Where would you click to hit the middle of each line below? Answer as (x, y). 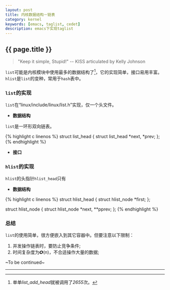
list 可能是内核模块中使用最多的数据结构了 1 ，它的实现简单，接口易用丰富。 (84, 71)
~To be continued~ (25, 262)
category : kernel (24, 19)
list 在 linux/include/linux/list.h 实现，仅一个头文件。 (61, 105)
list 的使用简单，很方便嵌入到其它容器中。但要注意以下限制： (70, 235)
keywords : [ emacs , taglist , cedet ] (43, 24)
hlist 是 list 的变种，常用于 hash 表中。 (45, 78)
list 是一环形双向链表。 (30, 126)
